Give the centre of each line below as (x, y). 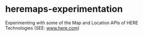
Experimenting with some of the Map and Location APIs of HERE (72, 23)
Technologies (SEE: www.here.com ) (42, 28)
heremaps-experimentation (64, 9)
